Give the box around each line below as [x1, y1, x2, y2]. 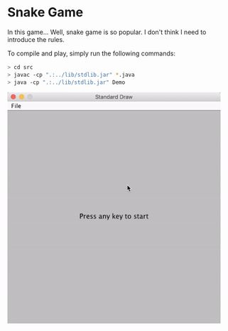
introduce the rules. [7, 35, 65, 43]
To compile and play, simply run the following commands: [7, 49, 176, 58]
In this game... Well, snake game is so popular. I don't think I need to [7, 28, 207, 36]
